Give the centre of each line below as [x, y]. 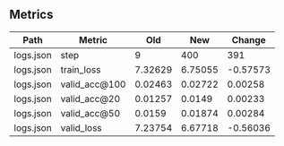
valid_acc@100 [93, 84]
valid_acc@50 [90, 113]
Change [249, 39]
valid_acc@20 [90, 99]
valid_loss [82, 127]
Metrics [31, 15]
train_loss [81, 69]
